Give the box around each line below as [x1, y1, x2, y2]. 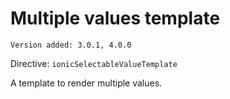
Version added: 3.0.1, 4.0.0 [10, 40, 132, 50]
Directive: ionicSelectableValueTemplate [10, 57, 178, 69]
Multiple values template [10, 7, 221, 30]
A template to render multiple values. [10, 77, 163, 89]
